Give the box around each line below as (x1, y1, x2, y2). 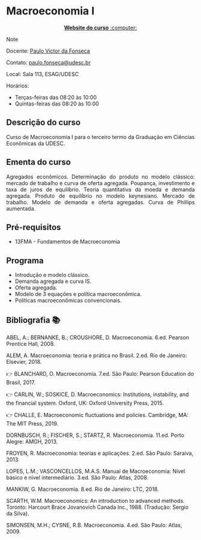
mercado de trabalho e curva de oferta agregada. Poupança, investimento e (6, 179, 195, 186)
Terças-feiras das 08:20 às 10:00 (14, 93, 97, 101)
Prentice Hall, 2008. (6, 340, 56, 347)
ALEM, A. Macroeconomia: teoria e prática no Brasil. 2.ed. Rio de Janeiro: (6, 352, 187, 359)
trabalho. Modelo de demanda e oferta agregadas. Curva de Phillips (6, 198, 195, 206)
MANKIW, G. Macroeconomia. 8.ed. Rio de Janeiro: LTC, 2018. (6, 485, 159, 493)
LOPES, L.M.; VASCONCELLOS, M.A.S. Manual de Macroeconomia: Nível (6, 467, 185, 475)
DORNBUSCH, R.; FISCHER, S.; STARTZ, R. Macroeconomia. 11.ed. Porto (6, 432, 184, 439)
